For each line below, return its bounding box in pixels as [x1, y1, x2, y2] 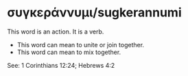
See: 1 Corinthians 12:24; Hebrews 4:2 [7, 61, 115, 69]
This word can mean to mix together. [16, 48, 121, 56]
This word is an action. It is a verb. [7, 27, 104, 36]
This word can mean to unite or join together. [16, 40, 145, 49]
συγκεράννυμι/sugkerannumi [7, 5, 182, 21]
